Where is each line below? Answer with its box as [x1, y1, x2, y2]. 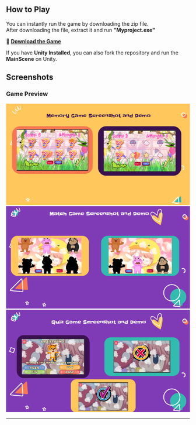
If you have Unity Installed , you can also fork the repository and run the [6, 49, 179, 56]
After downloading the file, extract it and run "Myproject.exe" [6, 26, 156, 33]
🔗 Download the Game [6, 37, 61, 44]
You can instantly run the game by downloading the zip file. [6, 20, 149, 27]
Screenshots [6, 73, 54, 83]
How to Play [6, 5, 51, 15]
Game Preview [6, 90, 48, 98]
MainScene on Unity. [6, 55, 57, 62]
